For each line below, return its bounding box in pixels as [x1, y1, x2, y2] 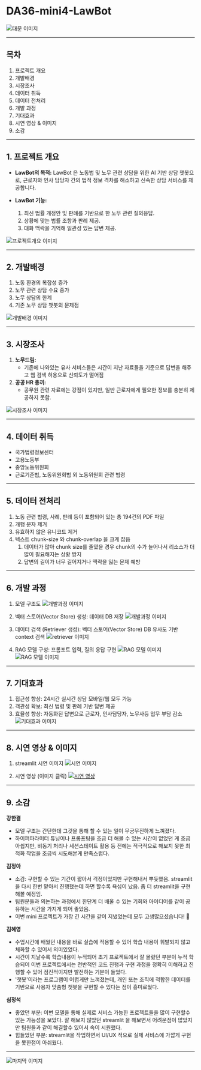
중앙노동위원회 [14, 464, 49, 471]
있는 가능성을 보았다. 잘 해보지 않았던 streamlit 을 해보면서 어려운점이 [14, 1017, 176, 1024]
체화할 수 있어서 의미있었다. [14, 946, 80, 953]
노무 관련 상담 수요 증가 [14, 286, 70, 294]
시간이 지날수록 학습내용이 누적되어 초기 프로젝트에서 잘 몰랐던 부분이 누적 [14, 954, 188, 961]
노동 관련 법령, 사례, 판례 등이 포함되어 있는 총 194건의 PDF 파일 [14, 513, 165, 520]
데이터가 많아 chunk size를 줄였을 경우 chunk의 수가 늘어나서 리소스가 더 [23, 543, 195, 550]
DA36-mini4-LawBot [6, 4, 112, 18]
